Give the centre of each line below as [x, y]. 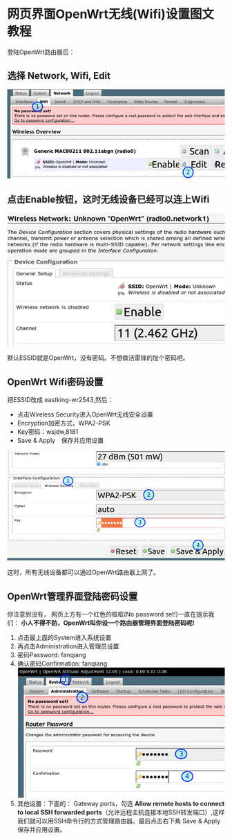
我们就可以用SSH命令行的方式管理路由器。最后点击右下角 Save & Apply [119, 821]
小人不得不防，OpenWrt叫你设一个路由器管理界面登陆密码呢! [107, 623]
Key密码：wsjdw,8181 [48, 432]
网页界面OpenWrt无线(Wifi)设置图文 [110, 14]
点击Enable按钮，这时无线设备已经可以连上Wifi [108, 200]
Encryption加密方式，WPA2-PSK [64, 423]
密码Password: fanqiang [51, 655]
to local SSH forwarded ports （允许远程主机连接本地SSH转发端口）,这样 [121, 812]
